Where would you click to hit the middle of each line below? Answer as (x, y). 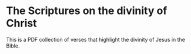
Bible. (13, 46)
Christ (21, 23)
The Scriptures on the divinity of (87, 11)
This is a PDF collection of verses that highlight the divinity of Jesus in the (95, 39)
